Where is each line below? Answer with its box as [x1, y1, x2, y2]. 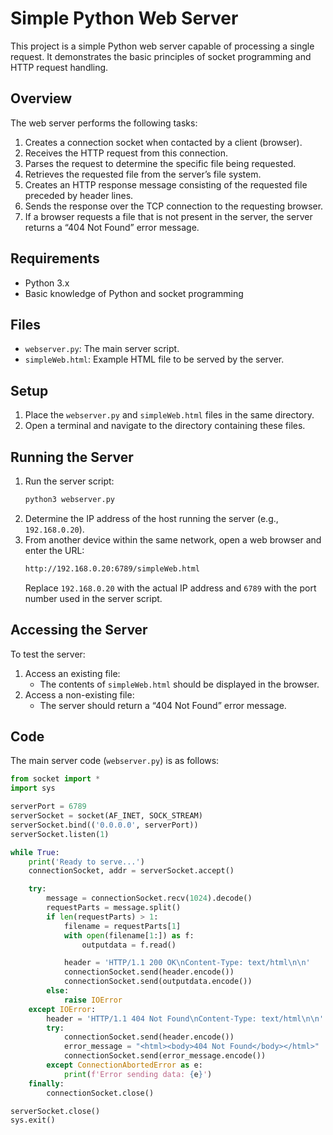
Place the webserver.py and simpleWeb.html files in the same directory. [24, 409, 315, 421]
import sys [10, 783, 56, 794]
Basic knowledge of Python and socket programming [24, 287, 244, 299]
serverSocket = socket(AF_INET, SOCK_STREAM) [10, 811, 203, 821]
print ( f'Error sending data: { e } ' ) [63, 1069, 213, 1079]
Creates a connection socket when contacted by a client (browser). [24, 136, 303, 148]
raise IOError [63, 995, 123, 1005]
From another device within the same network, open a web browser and [24, 533, 322, 546]
